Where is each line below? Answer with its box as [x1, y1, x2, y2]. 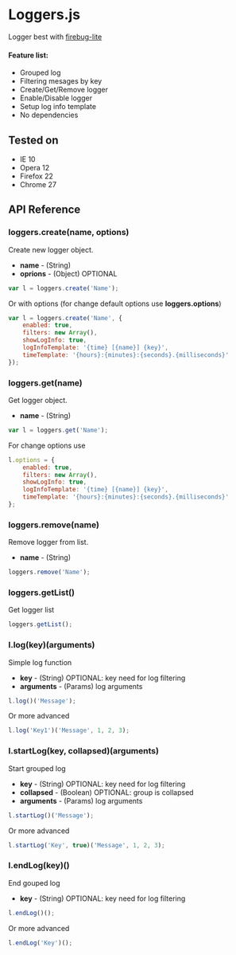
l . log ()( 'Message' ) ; [8, 697, 77, 705]
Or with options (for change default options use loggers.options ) [8, 299, 222, 308]
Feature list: [8, 50, 49, 60]
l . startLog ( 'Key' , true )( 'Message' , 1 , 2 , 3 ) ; [8, 841, 165, 849]
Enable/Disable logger [19, 93, 93, 103]
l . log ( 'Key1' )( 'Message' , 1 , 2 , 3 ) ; [8, 726, 130, 734]
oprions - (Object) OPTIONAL [19, 268, 118, 278]
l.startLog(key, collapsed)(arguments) [8, 746, 159, 757]
